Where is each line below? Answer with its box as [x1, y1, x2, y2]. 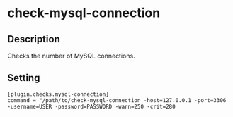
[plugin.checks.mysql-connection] [7, 90, 110, 98]
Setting [7, 72, 40, 84]
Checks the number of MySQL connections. [7, 51, 136, 60]
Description [7, 33, 60, 45]
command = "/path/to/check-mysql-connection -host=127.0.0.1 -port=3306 [7, 97, 227, 104]
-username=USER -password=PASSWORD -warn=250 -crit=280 [7, 103, 176, 110]
